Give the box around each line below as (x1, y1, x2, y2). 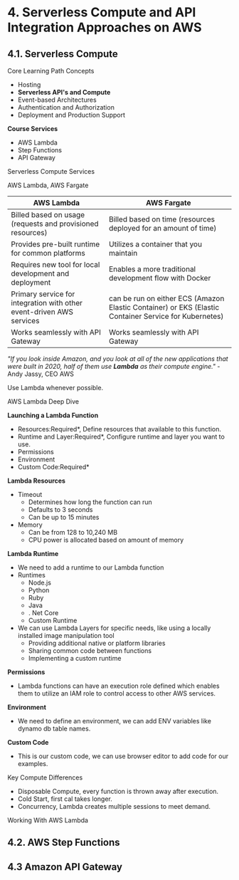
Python (28, 586, 50, 594)
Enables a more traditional (109, 264, 196, 274)
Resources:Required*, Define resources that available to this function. (17, 425, 222, 433)
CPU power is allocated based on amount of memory (28, 535, 184, 544)
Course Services (7, 125, 58, 132)
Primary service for (11, 289, 75, 299)
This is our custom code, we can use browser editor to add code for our (17, 752, 229, 760)
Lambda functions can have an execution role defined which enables (17, 681, 220, 690)
